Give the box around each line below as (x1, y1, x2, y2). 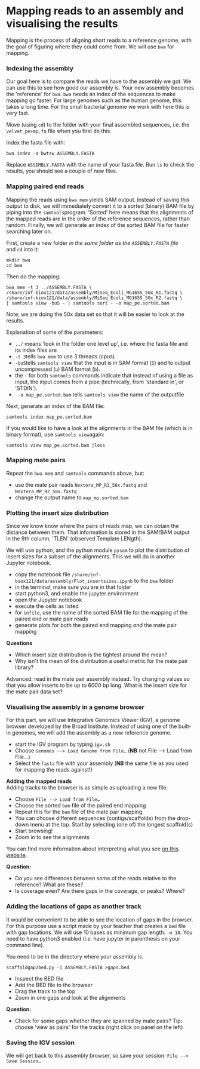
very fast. (6, 109, 30, 117)
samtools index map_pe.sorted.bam (6, 414, 93, 420)
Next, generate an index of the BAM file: (6, 402, 105, 410)
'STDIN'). (14, 384, 38, 392)
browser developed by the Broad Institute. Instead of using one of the (6, 723, 177, 730)
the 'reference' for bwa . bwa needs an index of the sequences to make (6, 91, 176, 98)
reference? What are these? (14, 881, 84, 888)
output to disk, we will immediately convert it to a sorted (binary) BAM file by (6, 202, 195, 210)
